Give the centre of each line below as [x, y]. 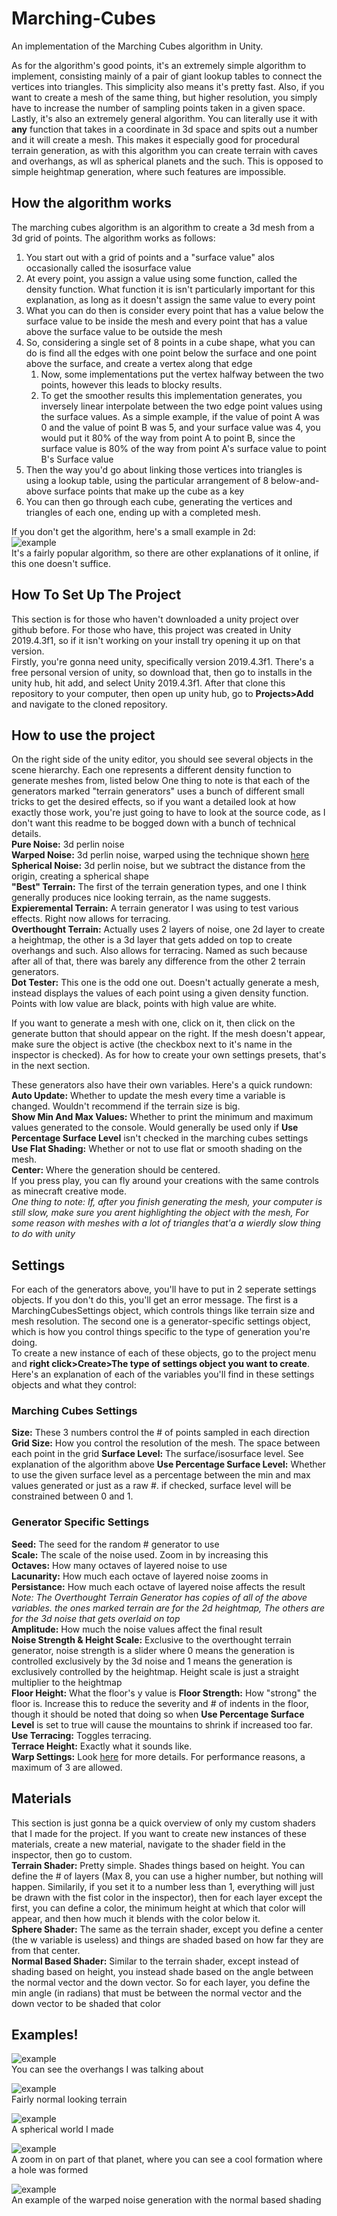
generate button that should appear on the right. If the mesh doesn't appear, [168, 1034]
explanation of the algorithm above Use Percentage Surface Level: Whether [168, 1464]
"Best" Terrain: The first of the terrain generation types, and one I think [159, 887]
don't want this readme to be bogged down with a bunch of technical [153, 823]
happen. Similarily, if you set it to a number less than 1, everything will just [163, 1886]
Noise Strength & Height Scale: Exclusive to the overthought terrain [151, 1639]
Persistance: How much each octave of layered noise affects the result [158, 1586]
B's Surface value [77, 459]
